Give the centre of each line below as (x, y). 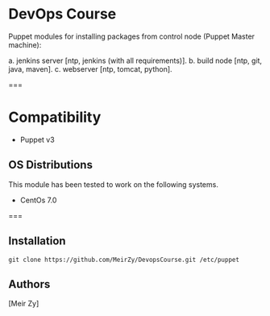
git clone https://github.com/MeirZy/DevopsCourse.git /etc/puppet (124, 260)
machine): (25, 44)
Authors (29, 284)
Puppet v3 (37, 139)
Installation (37, 241)
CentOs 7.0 (38, 200)
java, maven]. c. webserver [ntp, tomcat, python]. (90, 69)
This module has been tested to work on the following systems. (114, 184)
